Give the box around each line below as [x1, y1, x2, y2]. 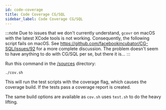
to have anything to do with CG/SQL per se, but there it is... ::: [5, 51, 130, 57]
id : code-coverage [5, 7, 43, 12]
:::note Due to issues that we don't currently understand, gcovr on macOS [5, 30, 155, 36]
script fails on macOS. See [5, 41, 59, 47]
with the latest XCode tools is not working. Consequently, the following [5, 35, 150, 41]
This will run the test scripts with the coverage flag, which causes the [5, 79, 147, 85]
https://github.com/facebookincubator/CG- [60, 41, 149, 47]
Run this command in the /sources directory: [5, 60, 96, 67]
